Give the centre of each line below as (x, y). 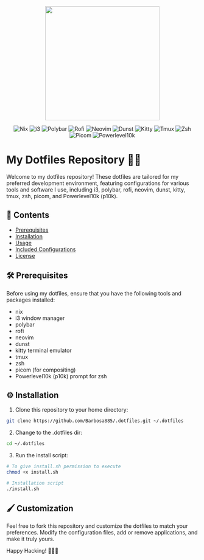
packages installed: (31, 300)
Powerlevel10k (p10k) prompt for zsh (61, 376)
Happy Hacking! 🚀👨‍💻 (33, 551)
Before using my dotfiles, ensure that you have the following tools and (94, 293)
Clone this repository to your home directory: (72, 410)
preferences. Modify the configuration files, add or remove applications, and (102, 533)
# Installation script (35, 483)
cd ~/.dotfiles (26, 444)
